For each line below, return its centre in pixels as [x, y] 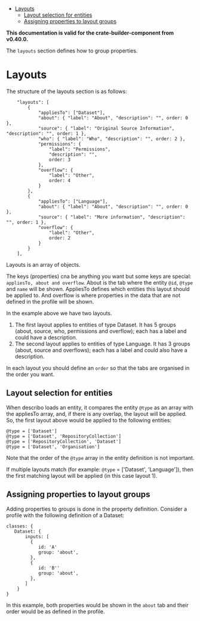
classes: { [20, 526]
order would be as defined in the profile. [56, 611]
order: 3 [59, 160]
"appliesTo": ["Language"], [73, 201]
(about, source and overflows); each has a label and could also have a [101, 350]
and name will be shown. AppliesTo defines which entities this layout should [98, 289]
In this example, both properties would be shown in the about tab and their [98, 605]
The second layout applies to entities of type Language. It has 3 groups [102, 344]
